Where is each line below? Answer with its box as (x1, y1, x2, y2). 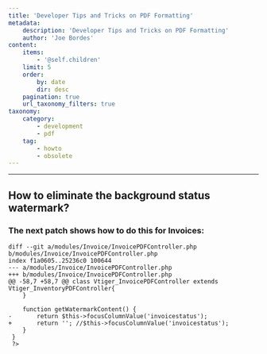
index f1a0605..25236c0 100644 (8, 256, 112, 264)
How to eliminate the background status (8, 188, 211, 202)
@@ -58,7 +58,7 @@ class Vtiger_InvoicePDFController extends (8, 277, 219, 286)
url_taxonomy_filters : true (22, 100, 115, 108)
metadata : (8, 19, 41, 27)
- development (37, 122, 83, 130)
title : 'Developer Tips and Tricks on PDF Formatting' (8, 11, 194, 20)
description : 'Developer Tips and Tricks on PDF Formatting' (22, 26, 229, 34)
